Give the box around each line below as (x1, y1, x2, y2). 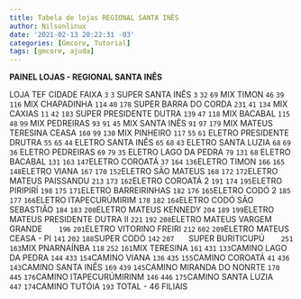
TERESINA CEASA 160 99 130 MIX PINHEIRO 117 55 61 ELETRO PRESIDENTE (9, 127, 290, 138)
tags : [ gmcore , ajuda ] (9, 47, 95, 56)
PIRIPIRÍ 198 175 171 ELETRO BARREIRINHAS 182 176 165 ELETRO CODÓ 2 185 (9, 185, 291, 196)
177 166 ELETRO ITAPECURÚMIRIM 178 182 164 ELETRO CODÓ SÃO (9, 195, 254, 206)
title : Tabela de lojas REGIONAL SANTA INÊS (9, 13, 179, 23)
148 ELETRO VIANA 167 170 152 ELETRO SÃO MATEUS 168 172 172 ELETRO (9, 166, 278, 177)
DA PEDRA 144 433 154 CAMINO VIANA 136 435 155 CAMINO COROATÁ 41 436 (9, 252, 290, 263)
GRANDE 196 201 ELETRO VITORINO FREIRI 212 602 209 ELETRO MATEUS (9, 223, 290, 235)
